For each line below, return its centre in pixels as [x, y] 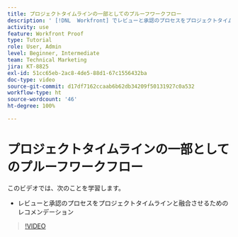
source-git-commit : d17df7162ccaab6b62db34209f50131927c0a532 [101, 86]
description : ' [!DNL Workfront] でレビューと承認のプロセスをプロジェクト [113, 21]
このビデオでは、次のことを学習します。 [66, 187]
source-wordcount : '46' [42, 100]
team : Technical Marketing [47, 60]
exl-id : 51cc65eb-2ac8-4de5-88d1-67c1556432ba [77, 73]
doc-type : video [31, 80]
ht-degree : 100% [31, 106]
